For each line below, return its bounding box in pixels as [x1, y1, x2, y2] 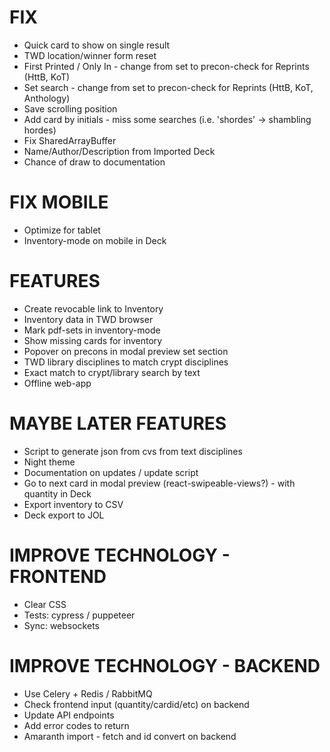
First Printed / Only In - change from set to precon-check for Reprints [23, 60, 310, 72]
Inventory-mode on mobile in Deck [23, 234, 167, 246]
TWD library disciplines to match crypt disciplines [23, 356, 229, 368]
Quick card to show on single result [23, 39, 171, 51]
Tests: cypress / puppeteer [23, 609, 136, 621]
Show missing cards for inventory [23, 334, 163, 346]
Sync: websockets [23, 619, 100, 631]
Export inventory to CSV [23, 498, 124, 510]
